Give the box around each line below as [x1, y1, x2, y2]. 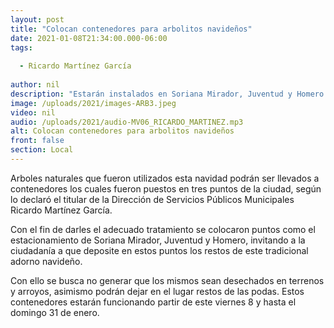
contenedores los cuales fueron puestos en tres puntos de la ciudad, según [10, 182, 322, 195]
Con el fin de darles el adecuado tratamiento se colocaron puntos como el [10, 223, 316, 235]
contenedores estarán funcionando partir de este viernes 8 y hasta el [10, 296, 297, 308]
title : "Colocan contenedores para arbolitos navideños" [10, 24, 253, 34]
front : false [10, 136, 65, 146]
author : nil [10, 80, 60, 90]
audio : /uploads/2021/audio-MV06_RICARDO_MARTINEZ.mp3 [10, 117, 244, 127]
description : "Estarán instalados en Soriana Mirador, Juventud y [10, 89, 293, 99]
